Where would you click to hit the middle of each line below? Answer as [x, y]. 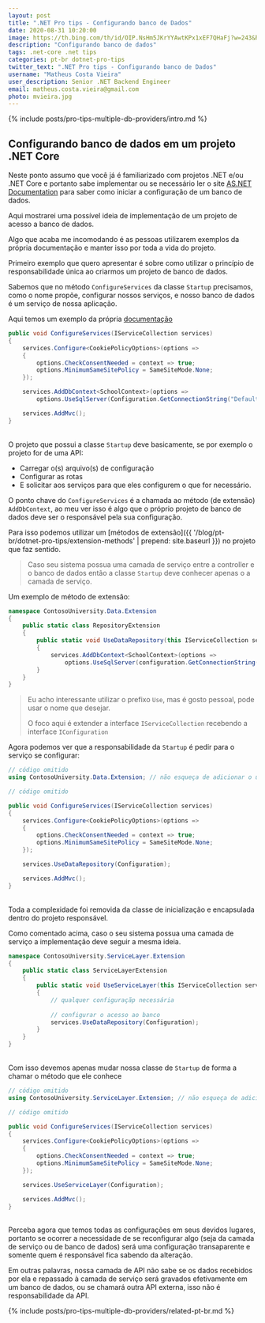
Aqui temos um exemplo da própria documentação [91, 319]
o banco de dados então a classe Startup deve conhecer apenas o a [139, 573]
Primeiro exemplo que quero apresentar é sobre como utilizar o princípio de [131, 263]
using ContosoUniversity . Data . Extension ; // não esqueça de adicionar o [130, 777]
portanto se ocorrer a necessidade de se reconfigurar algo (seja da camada [131, 1238]
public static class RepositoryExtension [91, 626]
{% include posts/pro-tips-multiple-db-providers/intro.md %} [108, 119]
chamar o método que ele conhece [65, 1076]
